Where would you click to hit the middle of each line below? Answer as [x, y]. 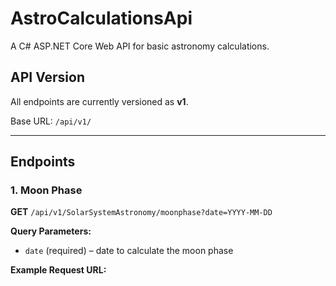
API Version [48, 77]
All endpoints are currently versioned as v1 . [99, 101]
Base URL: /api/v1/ [51, 121]
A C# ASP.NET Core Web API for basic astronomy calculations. [140, 46]
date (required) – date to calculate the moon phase [129, 251]
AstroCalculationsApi [101, 18]
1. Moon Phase [46, 190]
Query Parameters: [51, 231]
